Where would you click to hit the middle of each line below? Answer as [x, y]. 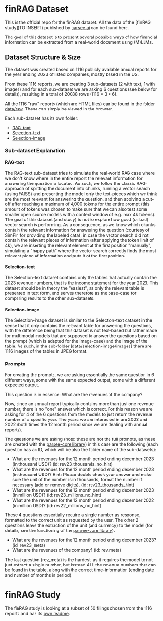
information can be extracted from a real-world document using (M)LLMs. [79, 42]
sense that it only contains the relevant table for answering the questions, [79, 326]
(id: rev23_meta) [28, 545]
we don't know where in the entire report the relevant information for [74, 178]
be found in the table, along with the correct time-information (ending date [80, 570]
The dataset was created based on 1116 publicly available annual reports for [81, 69]
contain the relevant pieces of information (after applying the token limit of [80, 240]
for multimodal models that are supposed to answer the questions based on [81, 336]
